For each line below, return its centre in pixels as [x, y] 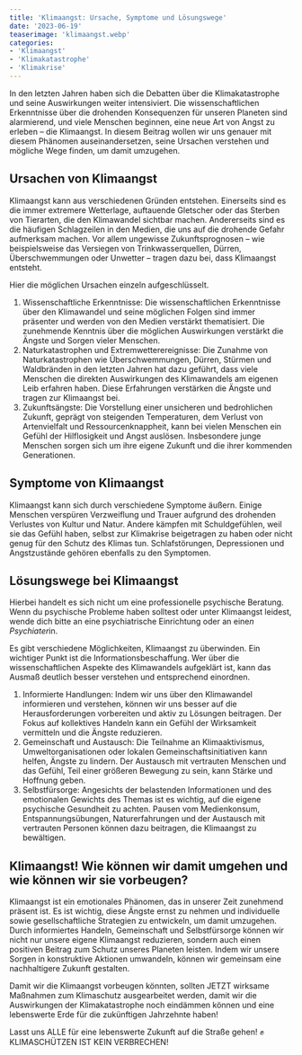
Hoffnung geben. [54, 780]
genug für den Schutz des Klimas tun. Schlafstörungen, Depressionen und [147, 543]
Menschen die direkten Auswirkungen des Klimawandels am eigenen [150, 378]
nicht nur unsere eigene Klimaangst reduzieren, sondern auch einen [135, 940]
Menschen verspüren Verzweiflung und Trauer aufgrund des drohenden [143, 514]
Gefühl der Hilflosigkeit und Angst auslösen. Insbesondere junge [142, 436]
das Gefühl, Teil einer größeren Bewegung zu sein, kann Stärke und [147, 771]
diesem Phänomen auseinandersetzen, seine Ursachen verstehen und [139, 141]
